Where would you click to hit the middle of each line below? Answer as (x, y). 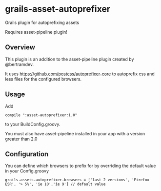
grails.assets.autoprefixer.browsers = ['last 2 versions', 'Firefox (77, 180)
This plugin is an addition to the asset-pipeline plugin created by (70, 59)
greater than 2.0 (21, 139)
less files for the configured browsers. (43, 79)
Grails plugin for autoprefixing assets (42, 22)
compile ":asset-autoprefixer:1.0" (41, 115)
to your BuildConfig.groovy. (33, 124)
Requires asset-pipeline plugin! (36, 32)
